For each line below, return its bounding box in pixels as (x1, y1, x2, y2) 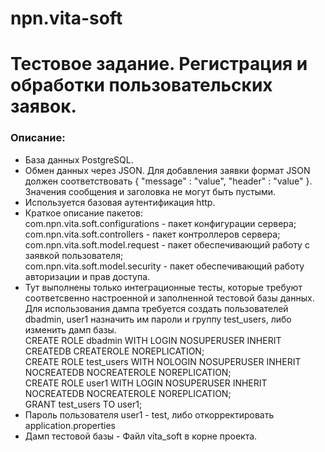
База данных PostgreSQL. (24, 153, 134, 166)
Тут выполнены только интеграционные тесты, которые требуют (24, 281, 303, 293)
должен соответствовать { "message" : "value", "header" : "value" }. (24, 175, 313, 187)
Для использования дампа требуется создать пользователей (24, 302, 289, 314)
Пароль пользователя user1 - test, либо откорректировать (24, 408, 275, 421)
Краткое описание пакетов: (24, 207, 143, 219)
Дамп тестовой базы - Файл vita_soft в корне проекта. (24, 430, 258, 442)
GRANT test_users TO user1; (24, 398, 143, 410)
